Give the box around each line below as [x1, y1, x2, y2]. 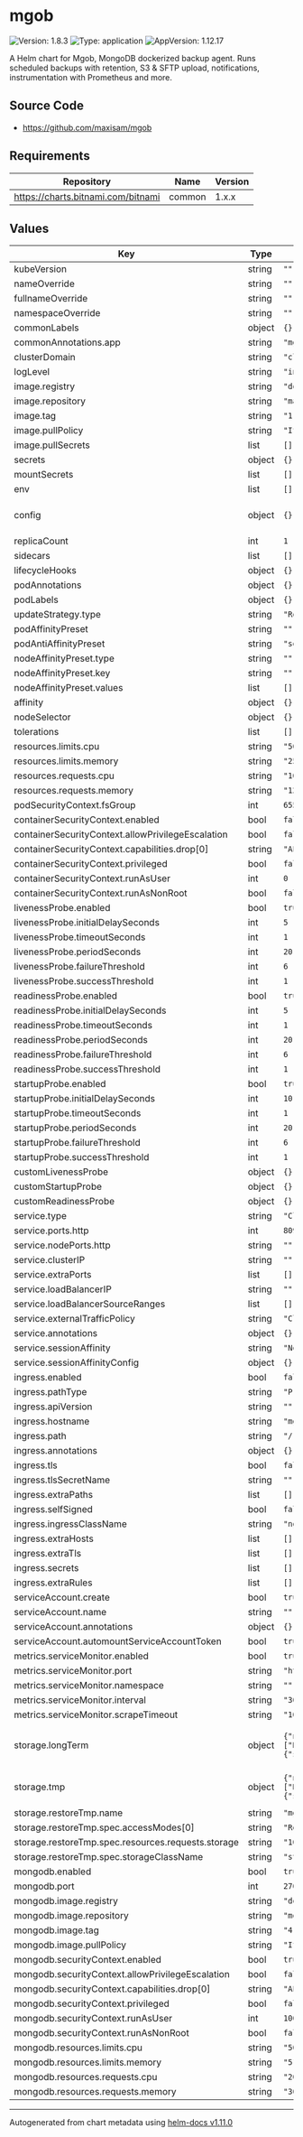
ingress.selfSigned [14, 1503, 93, 1516]
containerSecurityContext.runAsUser [14, 872, 171, 885]
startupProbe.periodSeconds [14, 1121, 137, 1134]
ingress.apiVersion [14, 1400, 93, 1413]
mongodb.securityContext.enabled [14, 1954, 162, 1966]
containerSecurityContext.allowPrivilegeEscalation [14, 828, 228, 841]
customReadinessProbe [14, 1195, 115, 1208]
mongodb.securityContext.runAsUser [14, 2012, 173, 2025]
